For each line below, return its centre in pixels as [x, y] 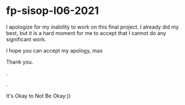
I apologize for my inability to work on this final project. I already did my [92, 27]
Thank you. [20, 62]
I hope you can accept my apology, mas [54, 50]
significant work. [26, 39]
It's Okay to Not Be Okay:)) [38, 96]
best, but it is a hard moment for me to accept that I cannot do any [86, 33]
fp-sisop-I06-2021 [53, 11]
